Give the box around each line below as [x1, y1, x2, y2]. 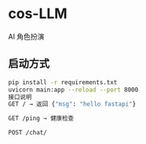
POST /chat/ [8, 129, 47, 137]
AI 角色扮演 [8, 31, 45, 41]
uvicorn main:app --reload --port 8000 [8, 86, 139, 94]
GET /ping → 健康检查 [8, 115, 75, 123]
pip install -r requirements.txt [8, 78, 118, 87]
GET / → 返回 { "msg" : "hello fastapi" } [8, 100, 137, 109]
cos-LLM [8, 5, 68, 23]
